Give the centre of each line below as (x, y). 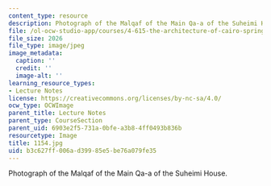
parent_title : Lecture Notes (57, 114)
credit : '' (34, 68)
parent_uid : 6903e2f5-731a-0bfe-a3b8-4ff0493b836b (95, 128)
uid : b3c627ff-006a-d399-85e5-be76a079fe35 (83, 151)
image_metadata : (35, 53)
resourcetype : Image (43, 135)
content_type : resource (48, 16)
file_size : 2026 (35, 38)
